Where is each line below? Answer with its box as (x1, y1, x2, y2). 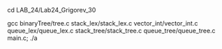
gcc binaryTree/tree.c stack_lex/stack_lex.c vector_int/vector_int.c (7, 19, 198, 27)
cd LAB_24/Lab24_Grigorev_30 (7, 6, 96, 14)
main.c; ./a (7, 34, 38, 42)
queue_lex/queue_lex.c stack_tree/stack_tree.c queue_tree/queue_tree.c (7, 27, 216, 35)
